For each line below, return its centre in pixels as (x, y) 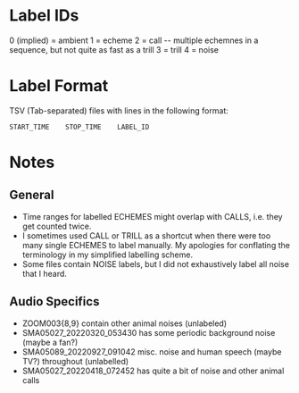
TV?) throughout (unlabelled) (75, 361)
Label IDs (44, 16)
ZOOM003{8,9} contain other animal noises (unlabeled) (125, 323)
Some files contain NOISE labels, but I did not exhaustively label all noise (156, 263)
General (32, 195)
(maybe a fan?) (50, 342)
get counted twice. (57, 226)
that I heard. (44, 273)
